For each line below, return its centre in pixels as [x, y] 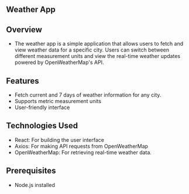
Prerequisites [31, 171]
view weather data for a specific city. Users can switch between [92, 50]
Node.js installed [35, 185]
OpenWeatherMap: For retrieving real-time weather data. [83, 152]
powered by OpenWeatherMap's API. [59, 62]
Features [23, 81]
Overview [24, 30]
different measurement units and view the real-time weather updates [97, 56]
